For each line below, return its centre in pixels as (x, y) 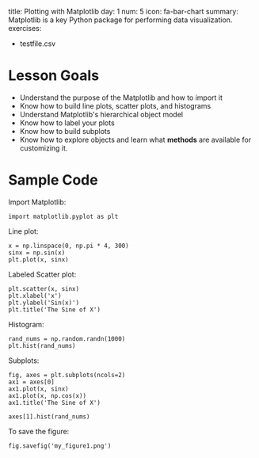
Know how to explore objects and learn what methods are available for (135, 139)
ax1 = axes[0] (32, 382)
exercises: (25, 28)
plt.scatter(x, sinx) (44, 288)
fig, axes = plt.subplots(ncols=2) (67, 375)
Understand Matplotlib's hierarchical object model (101, 114)
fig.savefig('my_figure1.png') (60, 446)
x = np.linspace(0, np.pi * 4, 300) (69, 246)
